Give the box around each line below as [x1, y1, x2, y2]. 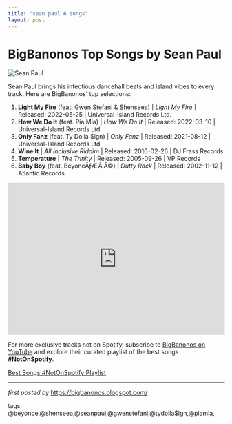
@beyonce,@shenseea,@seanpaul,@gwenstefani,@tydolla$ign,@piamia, [8, 409, 215, 418]
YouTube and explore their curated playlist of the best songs [8, 348, 179, 356]
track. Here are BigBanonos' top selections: [8, 90, 131, 98]
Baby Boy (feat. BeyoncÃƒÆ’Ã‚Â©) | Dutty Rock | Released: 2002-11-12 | [17, 162, 222, 170]
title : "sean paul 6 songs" [8, 10, 89, 17]
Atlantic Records [17, 169, 65, 177]
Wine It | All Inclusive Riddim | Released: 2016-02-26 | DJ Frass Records [17, 147, 224, 155]
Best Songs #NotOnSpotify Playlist [8, 369, 106, 377]
